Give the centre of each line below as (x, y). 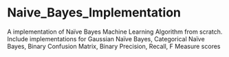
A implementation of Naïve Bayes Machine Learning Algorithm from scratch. (115, 32)
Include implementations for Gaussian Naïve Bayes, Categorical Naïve (106, 38)
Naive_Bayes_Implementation (94, 13)
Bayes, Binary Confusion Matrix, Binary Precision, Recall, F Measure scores (114, 46)
